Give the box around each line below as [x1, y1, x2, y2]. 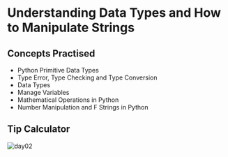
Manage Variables [17, 89, 70, 96]
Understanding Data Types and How [7, 5, 222, 21]
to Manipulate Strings [7, 20, 135, 36]
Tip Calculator [7, 124, 70, 135]
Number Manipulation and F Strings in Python [17, 103, 149, 111]
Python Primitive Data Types [17, 66, 99, 74]
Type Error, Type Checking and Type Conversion [17, 73, 158, 82]
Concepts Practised [7, 47, 96, 59]
